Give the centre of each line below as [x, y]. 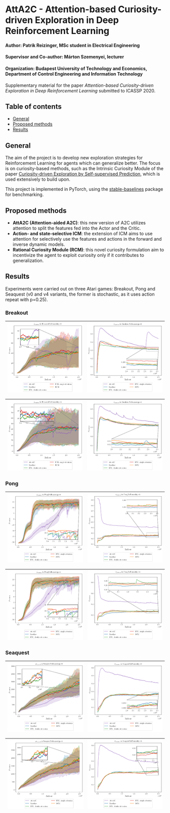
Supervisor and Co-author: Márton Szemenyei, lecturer [65, 57]
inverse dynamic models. [39, 244]
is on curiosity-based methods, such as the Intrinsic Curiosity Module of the [84, 169]
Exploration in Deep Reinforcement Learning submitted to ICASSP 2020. [80, 90]
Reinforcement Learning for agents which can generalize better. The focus [83, 163]
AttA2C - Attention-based [61, 9]
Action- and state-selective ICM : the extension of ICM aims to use [82, 234]
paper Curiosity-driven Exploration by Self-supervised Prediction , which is [83, 174]
